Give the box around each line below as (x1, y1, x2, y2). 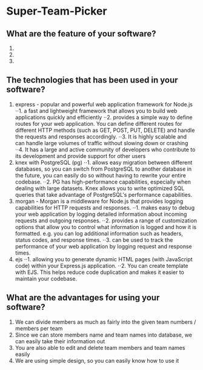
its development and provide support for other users (15, 152, 146, 159)
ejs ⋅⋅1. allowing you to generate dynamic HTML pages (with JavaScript (15, 255, 193, 262)
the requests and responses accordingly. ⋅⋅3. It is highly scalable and (15, 132, 187, 140)
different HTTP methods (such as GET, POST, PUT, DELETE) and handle (15, 126, 195, 134)
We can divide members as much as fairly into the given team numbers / (15, 318, 196, 326)
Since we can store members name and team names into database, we (15, 331, 193, 338)
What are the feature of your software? (6, 29, 156, 39)
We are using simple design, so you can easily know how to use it (15, 357, 179, 364)
